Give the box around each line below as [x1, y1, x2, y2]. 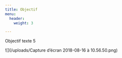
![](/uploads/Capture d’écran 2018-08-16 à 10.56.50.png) [5, 47, 118, 53]
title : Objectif [5, 7, 38, 12]
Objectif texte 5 [5, 38, 36, 44]
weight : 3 [14, 20, 34, 26]
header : [9, 16, 25, 21]
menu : [5, 12, 16, 16]
